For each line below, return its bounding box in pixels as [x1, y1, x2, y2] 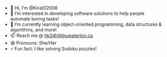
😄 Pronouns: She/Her [10, 40, 57, 46]
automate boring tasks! [10, 16, 59, 22]
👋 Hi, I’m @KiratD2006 [10, 5, 58, 11]
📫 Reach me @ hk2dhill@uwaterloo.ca [10, 32, 93, 39]
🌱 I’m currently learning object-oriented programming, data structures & [10, 21, 162, 27]
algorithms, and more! [10, 27, 57, 33]
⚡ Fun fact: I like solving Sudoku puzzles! [10, 46, 97, 51]
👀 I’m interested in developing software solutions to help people [10, 10, 145, 16]
